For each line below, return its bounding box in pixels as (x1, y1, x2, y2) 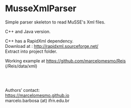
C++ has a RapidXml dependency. (5, 38, 74, 44)
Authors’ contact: (5, 87, 40, 93)
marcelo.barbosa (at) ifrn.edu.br (5, 97, 70, 103)
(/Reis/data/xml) (5, 63, 37, 69)
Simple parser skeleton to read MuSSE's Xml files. (5, 19, 106, 25)
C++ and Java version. (5, 28, 51, 34)
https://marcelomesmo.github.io (5, 92, 70, 98)
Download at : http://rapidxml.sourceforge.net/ (5, 43, 99, 49)
